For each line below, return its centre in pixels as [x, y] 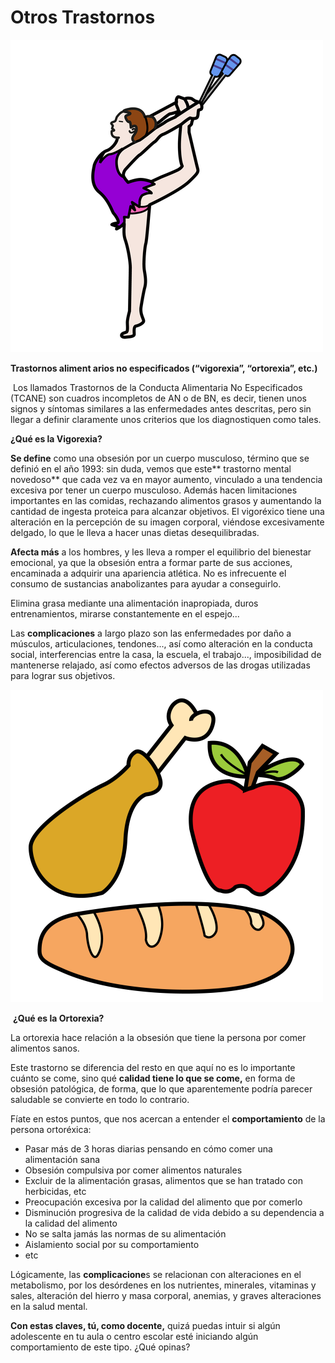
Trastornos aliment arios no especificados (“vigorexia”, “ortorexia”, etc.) [164, 368]
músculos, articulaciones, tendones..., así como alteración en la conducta [161, 643]
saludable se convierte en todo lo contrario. [100, 1099]
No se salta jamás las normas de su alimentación [125, 1233]
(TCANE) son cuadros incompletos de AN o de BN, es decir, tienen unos [159, 398]
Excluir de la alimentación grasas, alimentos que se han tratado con [163, 1180]
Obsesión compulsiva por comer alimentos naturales [133, 1170]
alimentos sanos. [45, 1048]
